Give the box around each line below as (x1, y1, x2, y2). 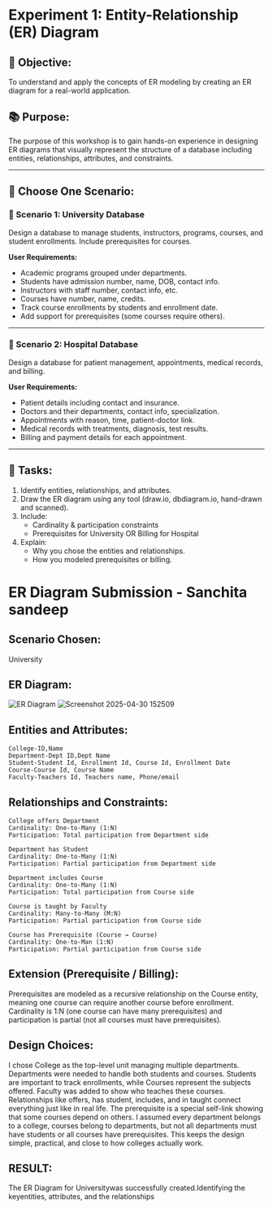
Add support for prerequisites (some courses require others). (19, 311, 225, 321)
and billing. (8, 366, 45, 376)
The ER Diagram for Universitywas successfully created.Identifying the (8, 1183, 245, 1193)
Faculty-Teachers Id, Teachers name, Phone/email (8, 773, 180, 781)
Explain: (19, 537, 47, 547)
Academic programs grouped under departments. (19, 267, 188, 278)
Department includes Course (8, 874, 104, 882)
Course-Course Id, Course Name (8, 766, 115, 775)
